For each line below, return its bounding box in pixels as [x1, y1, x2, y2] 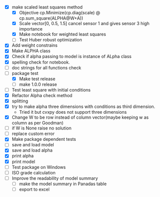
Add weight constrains [11, 42, 58, 48]
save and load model [11, 142, 55, 148]
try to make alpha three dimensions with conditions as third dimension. [11, 103, 156, 109]
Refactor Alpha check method [11, 92, 72, 98]
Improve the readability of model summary [11, 175, 98, 181]
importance [19, 26, 43, 32]
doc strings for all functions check [11, 65, 82, 70]
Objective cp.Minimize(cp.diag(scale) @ [19, 10, 100, 16]
